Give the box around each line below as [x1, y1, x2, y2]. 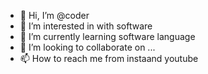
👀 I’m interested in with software [19, 20, 153, 32]
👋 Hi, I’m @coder [19, 10, 90, 21]
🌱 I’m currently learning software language [19, 31, 196, 42]
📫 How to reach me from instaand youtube [19, 53, 199, 64]
